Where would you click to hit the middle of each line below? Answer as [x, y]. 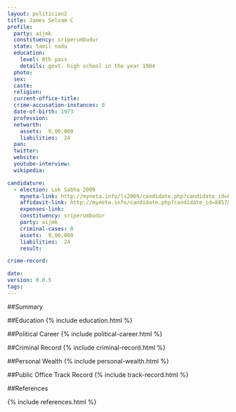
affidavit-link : [44, 203]
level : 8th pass [44, 60]
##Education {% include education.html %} [70, 320]
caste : [23, 86]
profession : [31, 118]
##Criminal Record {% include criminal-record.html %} [87, 347]
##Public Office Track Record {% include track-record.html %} [98, 374]
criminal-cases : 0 [47, 229]
